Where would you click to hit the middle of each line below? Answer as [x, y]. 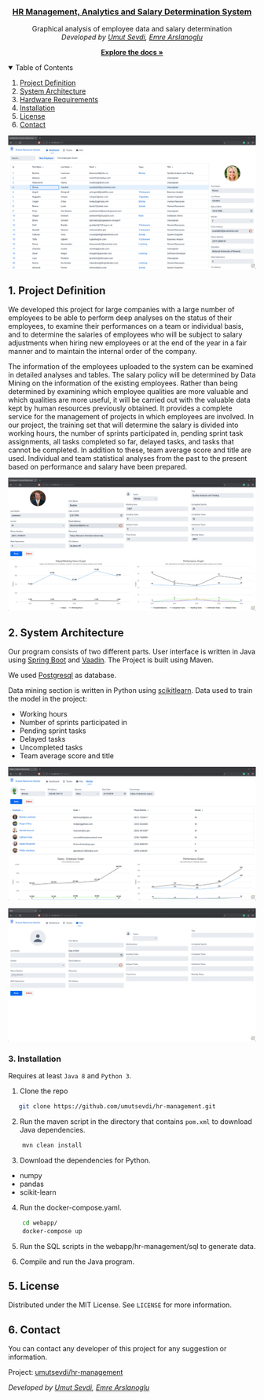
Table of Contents [44, 68]
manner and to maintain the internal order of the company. [103, 352]
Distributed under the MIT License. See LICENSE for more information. [120, 1305]
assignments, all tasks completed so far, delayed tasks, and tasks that [121, 442]
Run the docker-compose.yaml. [70, 1207]
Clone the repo [44, 1091]
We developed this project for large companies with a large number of [121, 310]
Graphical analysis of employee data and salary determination [132, 29]
